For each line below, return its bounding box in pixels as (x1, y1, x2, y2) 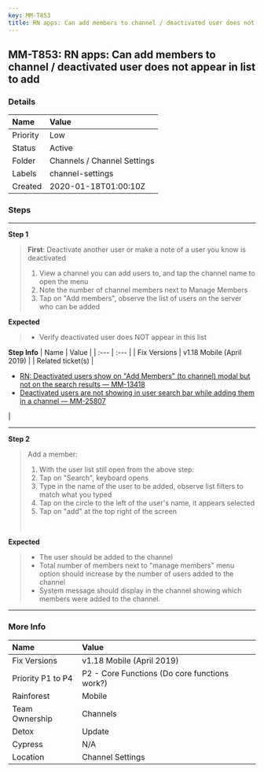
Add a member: (27, 449, 79, 459)
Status (12, 142, 36, 153)
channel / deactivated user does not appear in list (8, 60, 256, 73)
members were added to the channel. (38, 594, 161, 604)
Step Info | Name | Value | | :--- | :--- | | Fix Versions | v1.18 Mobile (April (8, 348, 242, 357)
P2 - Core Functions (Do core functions (82, 668, 229, 679)
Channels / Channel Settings (49, 155, 155, 166)
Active (49, 142, 73, 153)
